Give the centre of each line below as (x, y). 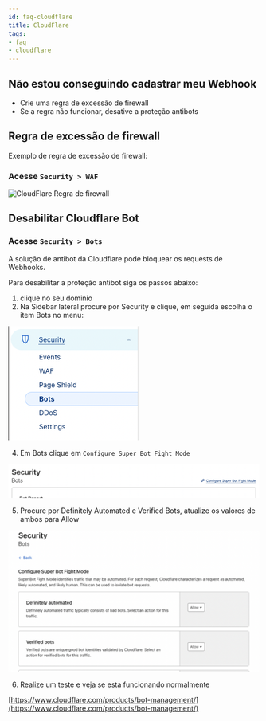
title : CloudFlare (39, 25)
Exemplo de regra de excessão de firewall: (78, 155)
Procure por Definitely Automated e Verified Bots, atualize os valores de (138, 511)
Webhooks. (27, 267)
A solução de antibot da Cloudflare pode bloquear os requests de (115, 258)
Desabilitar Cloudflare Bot (74, 219)
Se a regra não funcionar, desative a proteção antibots (109, 111)
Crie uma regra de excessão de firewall (84, 103)
